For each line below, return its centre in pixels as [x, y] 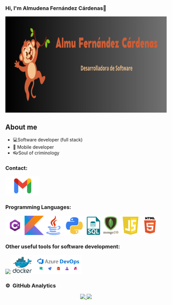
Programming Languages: [38, 207]
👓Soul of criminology [36, 153]
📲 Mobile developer [33, 147]
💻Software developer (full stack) [48, 140]
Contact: [16, 168]
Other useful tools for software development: [63, 247]
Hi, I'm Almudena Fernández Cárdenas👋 [56, 8]
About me [21, 127]
